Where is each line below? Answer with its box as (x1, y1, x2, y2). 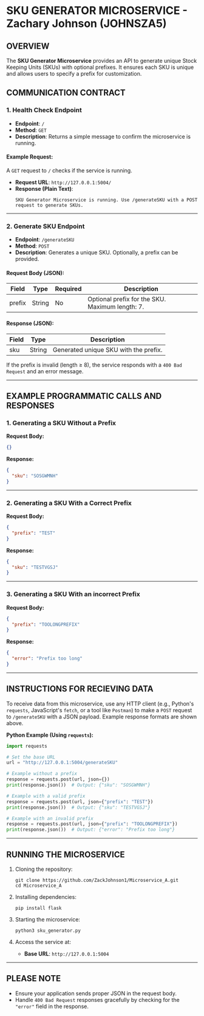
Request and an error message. (6, 367, 84, 375)
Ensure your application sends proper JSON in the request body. (15, 989, 177, 997)
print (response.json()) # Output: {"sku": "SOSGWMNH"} (6, 782, 151, 789)
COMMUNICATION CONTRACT (6, 88, 126, 98)
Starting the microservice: (15, 916, 81, 923)
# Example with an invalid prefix (6, 815, 94, 821)
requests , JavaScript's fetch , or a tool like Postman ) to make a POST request (6, 706, 192, 714)
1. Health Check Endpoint (6, 106, 82, 115)
